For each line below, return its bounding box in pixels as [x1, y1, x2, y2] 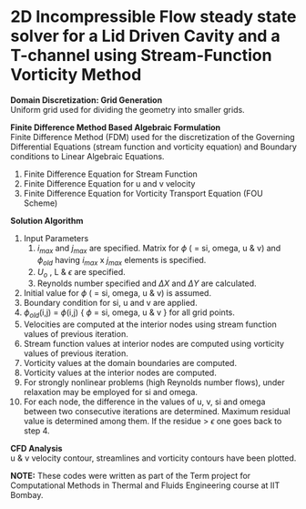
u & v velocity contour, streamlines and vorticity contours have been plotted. [10, 453, 297, 463]
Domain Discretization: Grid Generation [10, 94, 163, 106]
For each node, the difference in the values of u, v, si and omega [23, 396, 266, 407]
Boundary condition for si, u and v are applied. [23, 298, 199, 309]
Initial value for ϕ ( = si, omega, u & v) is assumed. [23, 288, 212, 299]
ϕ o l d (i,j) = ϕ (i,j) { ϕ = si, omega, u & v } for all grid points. [23, 307, 236, 321]
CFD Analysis [10, 443, 63, 454]
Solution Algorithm [10, 215, 84, 226]
